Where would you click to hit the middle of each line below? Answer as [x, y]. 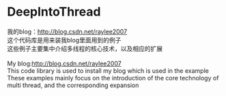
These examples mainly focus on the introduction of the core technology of [113, 78]
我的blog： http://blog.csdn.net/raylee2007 [67, 31]
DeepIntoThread [54, 12]
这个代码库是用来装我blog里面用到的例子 [64, 40]
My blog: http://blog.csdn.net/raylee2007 [64, 63]
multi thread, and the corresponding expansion [73, 85]
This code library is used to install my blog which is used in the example [108, 70]
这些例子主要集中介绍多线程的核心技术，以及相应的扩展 [85, 48]
